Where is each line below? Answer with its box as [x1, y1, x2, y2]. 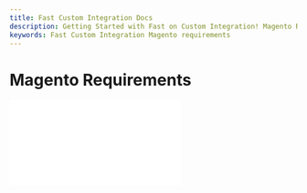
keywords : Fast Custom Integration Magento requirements [9, 30, 231, 39]
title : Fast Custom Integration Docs [9, 13, 153, 23]
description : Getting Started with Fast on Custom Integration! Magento [9, 22, 292, 31]
